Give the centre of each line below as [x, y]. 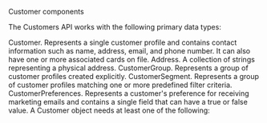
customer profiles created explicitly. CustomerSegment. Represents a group [133, 76]
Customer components [46, 12]
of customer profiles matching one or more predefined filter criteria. [120, 85]
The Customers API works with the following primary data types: [115, 27]
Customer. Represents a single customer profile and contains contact [123, 42]
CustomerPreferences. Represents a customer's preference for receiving [129, 93]
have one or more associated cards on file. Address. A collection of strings [131, 60]
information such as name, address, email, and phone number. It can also [129, 51]
